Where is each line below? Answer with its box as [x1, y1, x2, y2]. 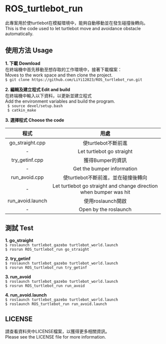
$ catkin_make [7, 108, 37, 113]
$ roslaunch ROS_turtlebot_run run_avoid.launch [5, 302, 107, 306]
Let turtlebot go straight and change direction [52, 182, 158, 189]
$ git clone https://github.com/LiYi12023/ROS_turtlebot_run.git [5, 77, 142, 82]
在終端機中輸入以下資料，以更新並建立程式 [5, 92, 92, 99]
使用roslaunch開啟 [83, 197, 127, 204]
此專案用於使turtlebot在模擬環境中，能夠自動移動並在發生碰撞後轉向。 [5, 20, 148, 26]
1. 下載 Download [5, 60, 41, 66]
